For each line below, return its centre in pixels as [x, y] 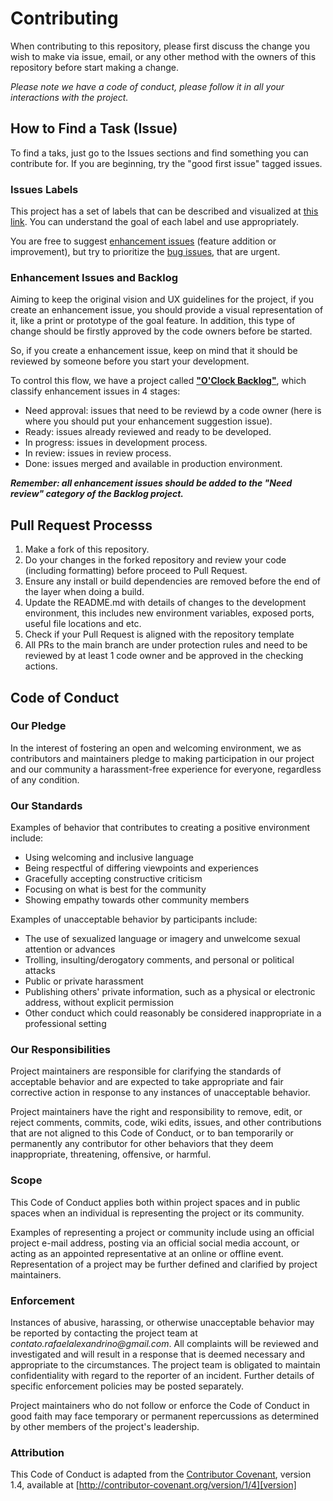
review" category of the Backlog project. [97, 494]
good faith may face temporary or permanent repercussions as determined [165, 1416]
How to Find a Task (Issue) [94, 128]
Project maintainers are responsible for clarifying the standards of [146, 1071]
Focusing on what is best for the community [115, 889]
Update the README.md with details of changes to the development [165, 603]
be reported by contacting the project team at [104, 1333]
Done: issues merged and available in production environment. [153, 464]
